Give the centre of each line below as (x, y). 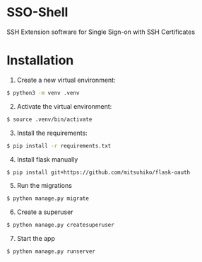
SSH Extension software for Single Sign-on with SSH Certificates (101, 32)
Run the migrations (44, 186)
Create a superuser (45, 212)
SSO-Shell (37, 12)
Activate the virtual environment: (64, 106)
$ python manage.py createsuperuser (60, 225)
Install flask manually (47, 159)
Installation (40, 60)
